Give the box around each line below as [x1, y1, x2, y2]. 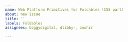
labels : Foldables [5, 21, 43, 26]
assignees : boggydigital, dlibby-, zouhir [5, 25, 93, 30]
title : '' [5, 16, 26, 21]
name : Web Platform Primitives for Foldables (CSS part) [5, 7, 124, 12]
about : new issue [5, 12, 41, 17]
